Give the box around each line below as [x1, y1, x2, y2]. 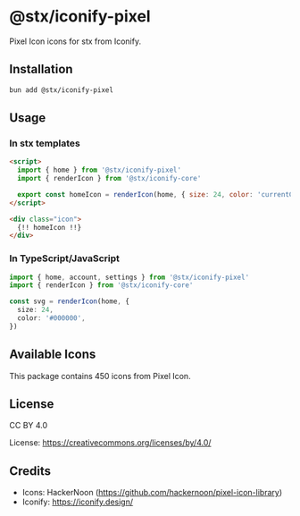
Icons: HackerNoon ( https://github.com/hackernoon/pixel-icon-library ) [21, 487, 283, 498]
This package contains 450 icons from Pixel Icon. [9, 370, 191, 381]
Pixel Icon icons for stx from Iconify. [9, 36, 141, 47]
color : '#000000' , [17, 314, 87, 323]
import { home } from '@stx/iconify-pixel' [17, 165, 181, 175]
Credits [9, 463, 52, 478]
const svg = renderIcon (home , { [9, 297, 129, 306]
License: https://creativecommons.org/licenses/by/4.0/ [9, 437, 212, 448]
